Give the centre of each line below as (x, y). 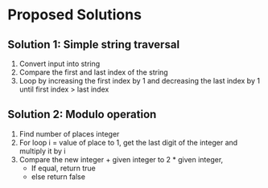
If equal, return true (63, 168)
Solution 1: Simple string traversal (94, 45)
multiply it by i (42, 151)
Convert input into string (60, 63)
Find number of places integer (69, 133)
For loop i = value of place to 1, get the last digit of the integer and (128, 142)
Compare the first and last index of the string (93, 72)
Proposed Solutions (75, 15)
